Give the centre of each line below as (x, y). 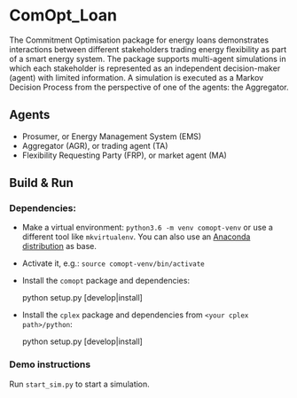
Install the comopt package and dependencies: (106, 281)
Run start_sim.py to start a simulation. (80, 384)
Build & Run (41, 183)
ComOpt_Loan (63, 16)
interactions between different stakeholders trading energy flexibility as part (148, 49)
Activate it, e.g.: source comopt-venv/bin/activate (113, 263)
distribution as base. (59, 246)
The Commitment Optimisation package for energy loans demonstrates (139, 40)
